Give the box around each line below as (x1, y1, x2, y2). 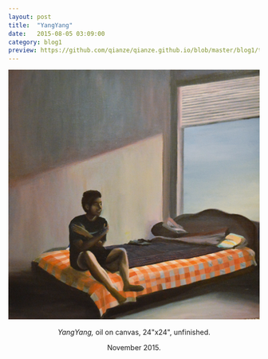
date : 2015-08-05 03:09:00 (8, 29, 105, 37)
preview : (8, 46, 37, 55)
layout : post (8, 13, 52, 21)
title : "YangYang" (8, 21, 73, 29)
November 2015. (107, 342, 161, 352)
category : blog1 (8, 38, 62, 46)
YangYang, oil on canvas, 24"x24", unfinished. (57, 327, 211, 337)
